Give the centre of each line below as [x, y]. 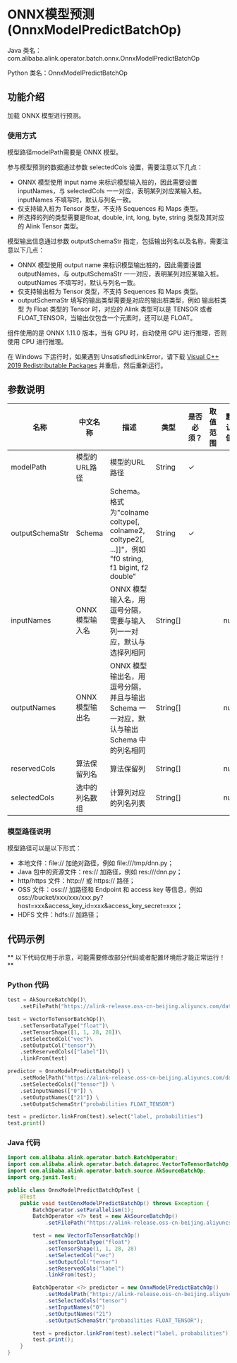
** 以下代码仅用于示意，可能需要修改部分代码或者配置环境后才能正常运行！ [116, 957]
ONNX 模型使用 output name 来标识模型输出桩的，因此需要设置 [110, 265]
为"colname [129, 512]
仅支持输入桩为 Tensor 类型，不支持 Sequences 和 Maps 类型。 [110, 209]
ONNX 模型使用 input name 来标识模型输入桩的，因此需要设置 [107, 182]
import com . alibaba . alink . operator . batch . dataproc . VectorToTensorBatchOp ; [120, 1164]
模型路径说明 [29, 831]
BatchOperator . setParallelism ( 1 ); [83, 1210]
